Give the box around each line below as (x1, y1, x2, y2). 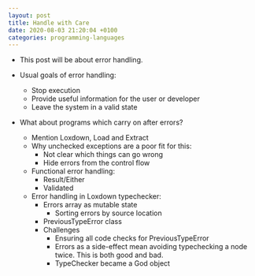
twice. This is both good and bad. (54, 250, 164, 260)
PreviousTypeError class (42, 217, 122, 226)
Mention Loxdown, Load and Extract (31, 133, 150, 143)
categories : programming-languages (8, 33, 125, 42)
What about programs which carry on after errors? (19, 117, 183, 127)
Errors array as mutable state (42, 200, 138, 210)
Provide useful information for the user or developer (31, 94, 201, 103)
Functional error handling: (31, 166, 116, 176)
